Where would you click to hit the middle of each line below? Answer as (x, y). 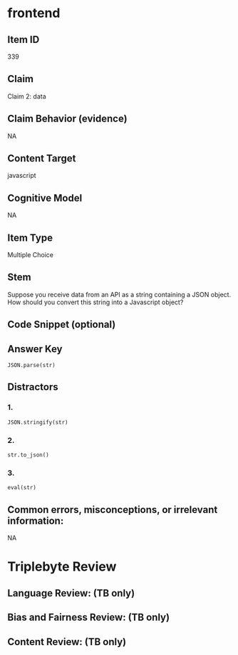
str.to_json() (29, 455)
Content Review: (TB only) (67, 642)
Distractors (33, 387)
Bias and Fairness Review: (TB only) (88, 617)
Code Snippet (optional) (62, 325)
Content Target (42, 159)
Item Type (30, 237)
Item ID (24, 40)
